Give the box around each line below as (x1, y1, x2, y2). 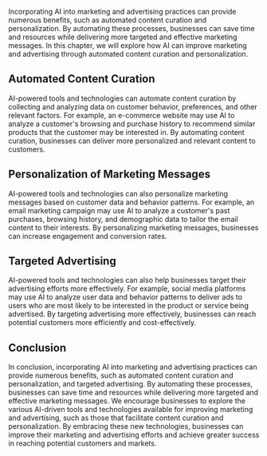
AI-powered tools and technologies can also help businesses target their (8, 276, 247, 285)
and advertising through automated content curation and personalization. (8, 50, 249, 58)
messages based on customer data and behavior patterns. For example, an (8, 197, 255, 207)
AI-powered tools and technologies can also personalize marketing (8, 188, 229, 198)
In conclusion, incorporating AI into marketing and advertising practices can (8, 363, 257, 372)
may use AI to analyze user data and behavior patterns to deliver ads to (8, 292, 243, 302)
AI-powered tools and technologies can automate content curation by (8, 93, 237, 103)
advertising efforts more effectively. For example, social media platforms (8, 284, 246, 294)
